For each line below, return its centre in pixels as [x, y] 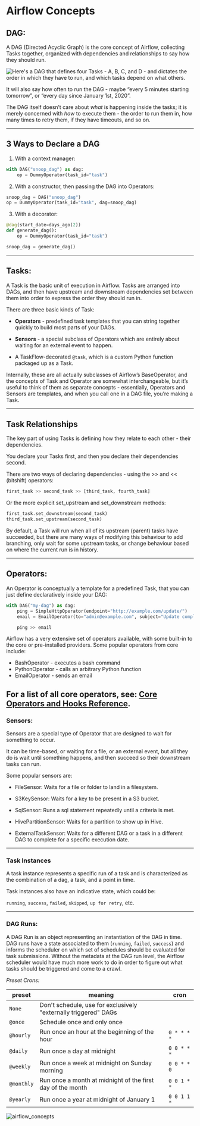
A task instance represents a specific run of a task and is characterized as [97, 874]
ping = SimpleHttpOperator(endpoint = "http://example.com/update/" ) [102, 611]
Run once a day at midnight [78, 1051]
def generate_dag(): [32, 230]
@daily [18, 1051]
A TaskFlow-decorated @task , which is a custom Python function [94, 357]
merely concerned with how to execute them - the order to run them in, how [99, 113]
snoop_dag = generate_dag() [41, 247]
